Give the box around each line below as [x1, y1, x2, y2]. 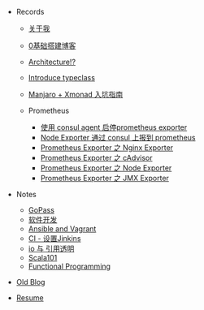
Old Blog [15, 278, 46, 286]
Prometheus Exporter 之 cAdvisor [40, 153, 153, 162]
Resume [15, 293, 44, 303]
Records [15, 7, 45, 16]
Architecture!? [28, 57, 76, 67]
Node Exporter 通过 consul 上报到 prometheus [40, 133, 196, 142]
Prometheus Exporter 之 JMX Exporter [40, 174, 169, 183]
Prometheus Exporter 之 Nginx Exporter [40, 143, 173, 153]
